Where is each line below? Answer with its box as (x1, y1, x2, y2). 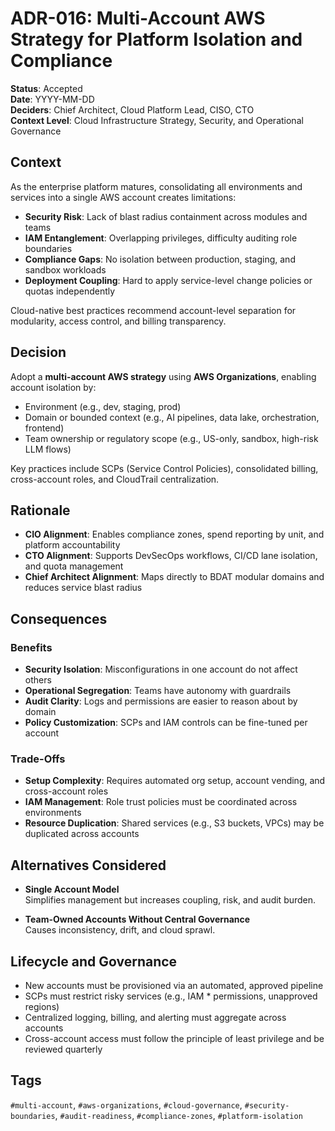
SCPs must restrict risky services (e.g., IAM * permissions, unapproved (24, 990, 318, 1002)
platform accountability (24, 539, 121, 551)
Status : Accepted (10, 82, 83, 94)
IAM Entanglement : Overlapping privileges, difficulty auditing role (24, 232, 298, 244)
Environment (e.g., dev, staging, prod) (24, 400, 182, 412)
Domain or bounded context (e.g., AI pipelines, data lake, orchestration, (24, 411, 320, 423)
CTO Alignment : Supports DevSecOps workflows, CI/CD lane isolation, (24, 550, 318, 562)
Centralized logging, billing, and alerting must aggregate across (24, 1011, 287, 1023)
